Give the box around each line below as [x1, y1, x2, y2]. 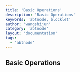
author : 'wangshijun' [5, 21, 51, 27]
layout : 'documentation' [5, 31, 58, 36]
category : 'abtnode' [5, 26, 49, 31]
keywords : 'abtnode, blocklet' [5, 17, 71, 22]
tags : [5, 36, 17, 41]
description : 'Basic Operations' [5, 12, 76, 17]
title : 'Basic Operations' [5, 7, 62, 13]
